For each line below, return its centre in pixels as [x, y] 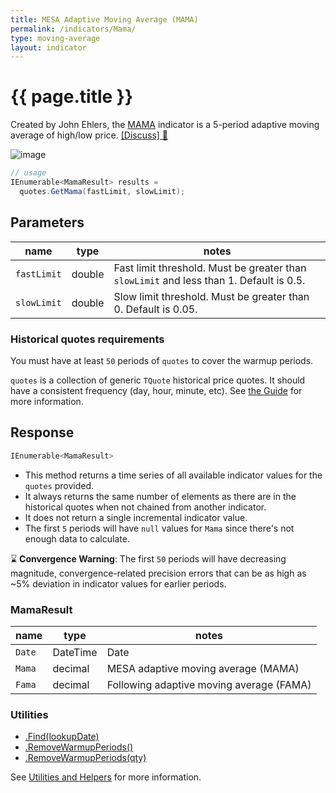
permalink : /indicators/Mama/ [73, 29]
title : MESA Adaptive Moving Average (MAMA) [104, 19]
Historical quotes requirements [87, 339]
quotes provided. [59, 485]
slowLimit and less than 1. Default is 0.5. [209, 280]
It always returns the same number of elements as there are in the [160, 496]
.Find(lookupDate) [62, 737]
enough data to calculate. [77, 538]
